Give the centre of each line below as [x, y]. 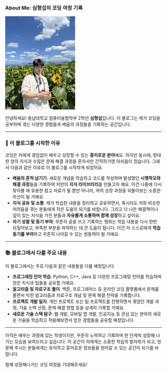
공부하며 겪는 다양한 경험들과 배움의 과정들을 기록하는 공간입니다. [68, 124]
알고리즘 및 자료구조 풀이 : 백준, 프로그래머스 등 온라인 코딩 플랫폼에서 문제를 [85, 289]
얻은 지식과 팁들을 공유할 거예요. [43, 282]
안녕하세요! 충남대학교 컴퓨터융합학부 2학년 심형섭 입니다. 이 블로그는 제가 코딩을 [83, 118]
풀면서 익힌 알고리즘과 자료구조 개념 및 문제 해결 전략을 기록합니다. [77, 295]
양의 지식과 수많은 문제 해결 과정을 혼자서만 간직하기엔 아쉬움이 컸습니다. [81, 161]
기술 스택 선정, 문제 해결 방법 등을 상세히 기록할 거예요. [72, 307]
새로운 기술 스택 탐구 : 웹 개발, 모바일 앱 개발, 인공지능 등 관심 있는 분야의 [82, 314]
